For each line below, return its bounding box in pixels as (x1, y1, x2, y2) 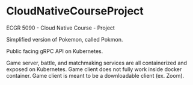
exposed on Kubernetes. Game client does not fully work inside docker (6, 65, 182, 73)
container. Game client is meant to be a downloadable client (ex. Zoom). (6, 72, 185, 79)
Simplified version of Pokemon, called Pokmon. (6, 36, 123, 43)
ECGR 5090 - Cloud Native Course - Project (6, 24, 115, 31)
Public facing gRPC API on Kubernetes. (6, 47, 103, 55)
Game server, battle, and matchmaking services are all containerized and (6, 59, 188, 66)
